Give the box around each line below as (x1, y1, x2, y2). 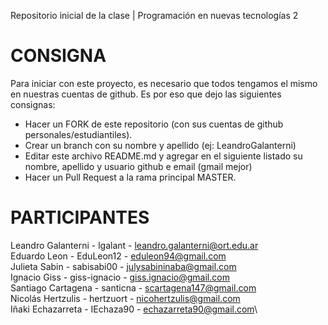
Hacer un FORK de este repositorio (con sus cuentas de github (24, 118, 284, 130)
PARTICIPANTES (10, 206, 150, 229)
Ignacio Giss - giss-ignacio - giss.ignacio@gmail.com (10, 271, 230, 283)
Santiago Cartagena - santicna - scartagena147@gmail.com (10, 281, 257, 294)
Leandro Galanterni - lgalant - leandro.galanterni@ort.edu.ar (10, 239, 259, 251)
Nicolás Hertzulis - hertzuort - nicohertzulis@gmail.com (10, 292, 241, 304)
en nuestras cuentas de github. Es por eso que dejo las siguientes (10, 88, 282, 100)
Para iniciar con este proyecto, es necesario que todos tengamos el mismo (10, 77, 318, 89)
